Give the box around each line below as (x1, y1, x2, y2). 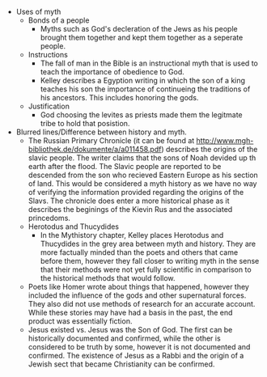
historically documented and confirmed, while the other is (28, 333, 221, 343)
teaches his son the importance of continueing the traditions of (40, 84, 251, 94)
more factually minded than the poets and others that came (40, 248, 239, 257)
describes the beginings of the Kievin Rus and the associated (28, 205, 233, 214)
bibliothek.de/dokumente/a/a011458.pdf (28, 145, 162, 154)
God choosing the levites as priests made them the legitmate (40, 110, 243, 120)
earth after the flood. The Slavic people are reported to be (28, 162, 222, 171)
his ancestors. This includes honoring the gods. (40, 93, 199, 102)
